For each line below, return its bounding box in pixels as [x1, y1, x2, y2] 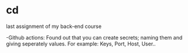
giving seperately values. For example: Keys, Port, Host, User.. [6, 40, 156, 47]
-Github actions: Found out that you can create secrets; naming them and [6, 34, 183, 41]
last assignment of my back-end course [6, 23, 102, 30]
